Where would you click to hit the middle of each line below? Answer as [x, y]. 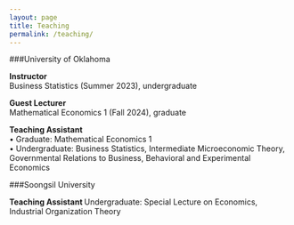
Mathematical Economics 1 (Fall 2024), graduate [98, 113]
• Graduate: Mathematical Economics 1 [81, 140]
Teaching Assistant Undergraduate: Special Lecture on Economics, [134, 202]
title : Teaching [39, 26]
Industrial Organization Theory [65, 212]
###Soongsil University [52, 185]
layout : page [33, 17]
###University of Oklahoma [60, 60]
